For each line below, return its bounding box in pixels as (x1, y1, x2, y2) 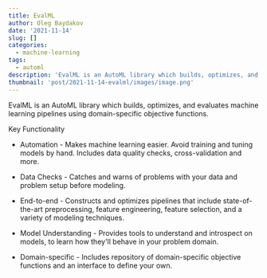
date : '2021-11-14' (8, 26, 73, 34)
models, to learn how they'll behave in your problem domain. (19, 237, 219, 246)
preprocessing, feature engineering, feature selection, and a (45, 204, 242, 213)
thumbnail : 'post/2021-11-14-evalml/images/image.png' (8, 78, 194, 86)
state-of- (222, 196, 253, 206)
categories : (8, 41, 48, 49)
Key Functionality (8, 124, 65, 134)
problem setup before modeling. (19, 180, 126, 190)
